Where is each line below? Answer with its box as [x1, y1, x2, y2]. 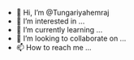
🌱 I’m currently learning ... [15, 25, 103, 34]
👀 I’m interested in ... [15, 16, 85, 26]
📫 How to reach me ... [15, 43, 92, 52]
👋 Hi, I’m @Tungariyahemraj [15, 8, 110, 17]
